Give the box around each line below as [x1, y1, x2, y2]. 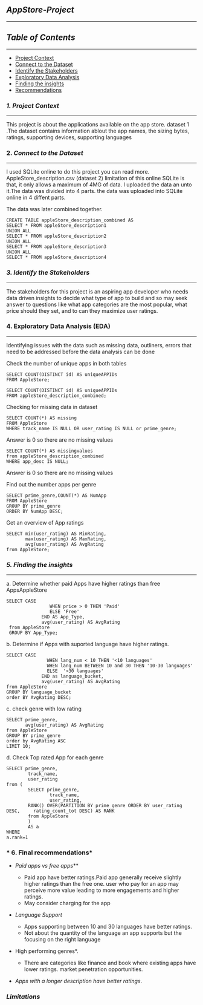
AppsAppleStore [6, 586, 47, 594]
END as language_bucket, [41, 673, 104, 679]
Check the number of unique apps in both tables [6, 359, 127, 367]
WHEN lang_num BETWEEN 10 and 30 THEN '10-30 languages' [47, 663, 193, 669]
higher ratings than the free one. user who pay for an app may [24, 880, 179, 888]
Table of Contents [6, 33, 76, 43]
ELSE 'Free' [49, 609, 80, 615]
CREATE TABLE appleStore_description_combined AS [6, 217, 134, 223]
